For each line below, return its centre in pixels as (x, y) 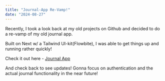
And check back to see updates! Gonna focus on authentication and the (79, 68)
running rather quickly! (28, 49)
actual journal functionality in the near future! (52, 73)
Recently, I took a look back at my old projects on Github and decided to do (82, 28)
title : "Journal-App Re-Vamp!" (38, 10)
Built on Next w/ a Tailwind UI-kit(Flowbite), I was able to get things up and (82, 43)
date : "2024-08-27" (25, 14)
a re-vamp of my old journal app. (39, 34)
